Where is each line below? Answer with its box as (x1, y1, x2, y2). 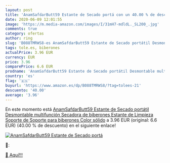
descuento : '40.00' (5, 87, 47, 93)
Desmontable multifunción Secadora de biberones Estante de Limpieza (5, 112, 153, 118)
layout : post (5, 7, 33, 13)
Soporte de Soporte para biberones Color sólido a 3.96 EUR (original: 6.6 (5, 117, 157, 123)
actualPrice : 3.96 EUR (5, 50, 53, 55)
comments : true (5, 26, 37, 31)
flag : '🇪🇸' (5, 78, 30, 83)
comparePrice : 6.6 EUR (5, 64, 53, 69)
